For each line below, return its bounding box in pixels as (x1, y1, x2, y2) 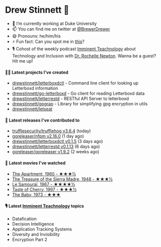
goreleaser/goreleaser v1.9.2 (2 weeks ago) (12, 149, 100, 155)
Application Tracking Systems (12, 226, 72, 232)
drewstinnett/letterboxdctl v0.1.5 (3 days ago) (12, 139, 103, 144)
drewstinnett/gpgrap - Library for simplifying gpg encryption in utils (12, 101, 148, 107)
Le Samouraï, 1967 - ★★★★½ (12, 181, 75, 187)
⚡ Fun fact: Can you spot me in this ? (12, 39, 85, 44)
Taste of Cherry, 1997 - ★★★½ (12, 186, 77, 192)
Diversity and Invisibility (12, 231, 60, 237)
